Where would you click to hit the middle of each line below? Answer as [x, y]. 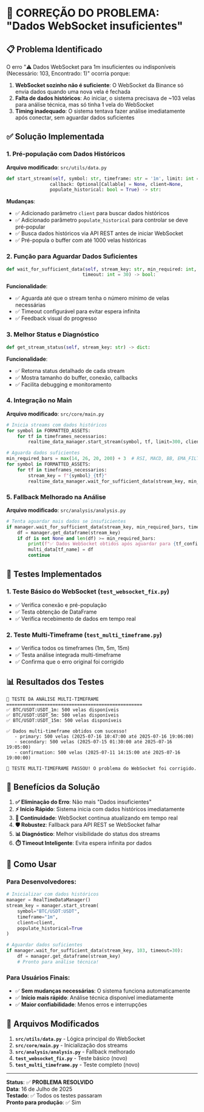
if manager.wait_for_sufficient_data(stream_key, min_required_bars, [96, 527]
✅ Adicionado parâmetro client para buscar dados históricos [92, 213]
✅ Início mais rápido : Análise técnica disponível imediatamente [94, 998]
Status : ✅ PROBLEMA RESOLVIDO [50, 1082]
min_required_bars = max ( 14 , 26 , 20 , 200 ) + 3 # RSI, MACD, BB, [91, 459]
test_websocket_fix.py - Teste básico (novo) [71, 1058]
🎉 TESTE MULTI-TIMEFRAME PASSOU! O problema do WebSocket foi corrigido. [102, 768]
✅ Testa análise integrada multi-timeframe [68, 654]
